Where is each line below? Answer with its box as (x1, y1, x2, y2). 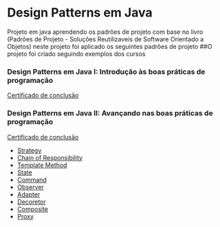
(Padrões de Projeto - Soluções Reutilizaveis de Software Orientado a (7, 34, 204, 43)
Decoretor (16, 197, 46, 206)
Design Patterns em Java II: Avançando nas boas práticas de (7, 108, 213, 118)
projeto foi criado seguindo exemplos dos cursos (7, 50, 146, 58)
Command (16, 175, 47, 184)
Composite (16, 205, 49, 213)
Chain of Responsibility (16, 153, 83, 161)
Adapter (16, 190, 41, 198)
